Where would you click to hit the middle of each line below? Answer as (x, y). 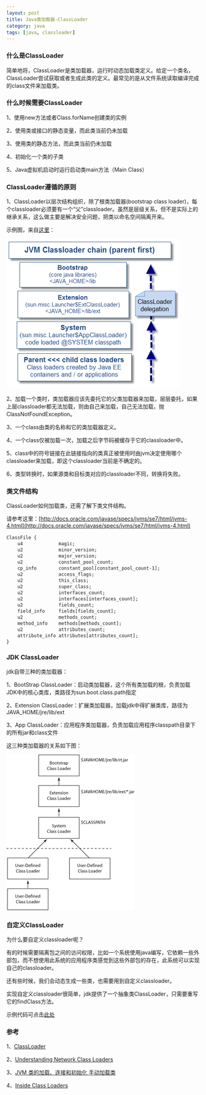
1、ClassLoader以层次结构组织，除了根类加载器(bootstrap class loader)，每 (102, 202)
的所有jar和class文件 (32, 732)
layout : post (23, 13)
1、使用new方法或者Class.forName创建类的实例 (67, 117)
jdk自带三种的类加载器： (37, 671)
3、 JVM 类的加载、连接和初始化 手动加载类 (61, 1072)
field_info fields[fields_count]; (67, 611)
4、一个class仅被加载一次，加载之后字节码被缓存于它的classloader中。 (96, 440)
